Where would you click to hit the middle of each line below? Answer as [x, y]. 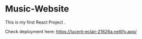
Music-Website [37, 9]
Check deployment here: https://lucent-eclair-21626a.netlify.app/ [71, 31]
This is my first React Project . [35, 22]
